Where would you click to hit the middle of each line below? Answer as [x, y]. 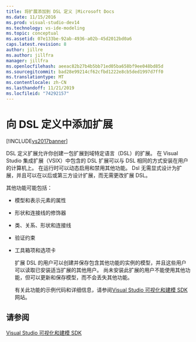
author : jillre [25, 50]
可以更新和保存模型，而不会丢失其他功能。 [81, 277]
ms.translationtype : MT [35, 77]
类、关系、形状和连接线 [43, 225]
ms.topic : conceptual [32, 33]
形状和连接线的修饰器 [40, 213]
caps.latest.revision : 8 [36, 45]
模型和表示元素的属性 [40, 200]
